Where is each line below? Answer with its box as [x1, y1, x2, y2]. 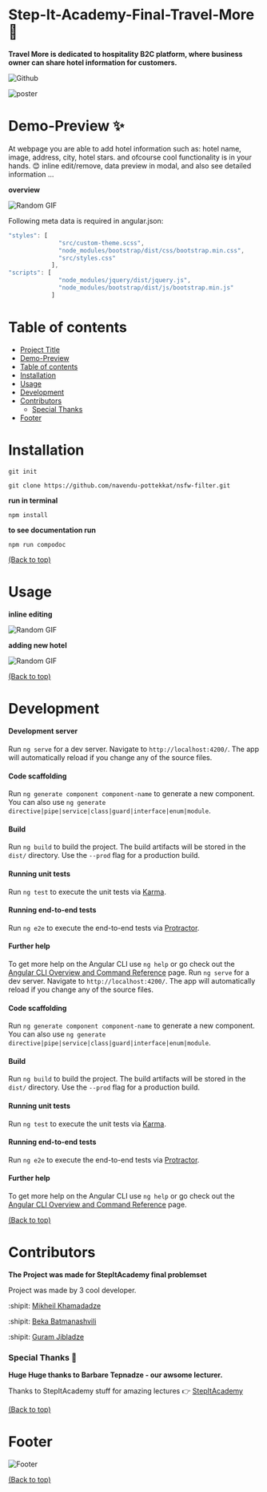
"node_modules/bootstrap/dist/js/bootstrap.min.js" [58, 284, 234, 292]
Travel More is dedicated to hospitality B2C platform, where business [8, 49, 243, 59]
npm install [8, 511, 48, 519]
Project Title [19, 345, 60, 354]
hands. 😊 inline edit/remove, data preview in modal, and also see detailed [8, 160, 252, 170]
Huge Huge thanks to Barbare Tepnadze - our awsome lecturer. [8, 1370, 223, 1380]
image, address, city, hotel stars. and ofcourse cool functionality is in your [8, 152, 252, 162]
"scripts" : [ [8, 269, 52, 277]
